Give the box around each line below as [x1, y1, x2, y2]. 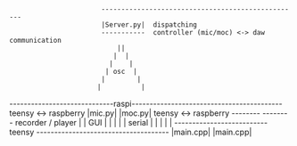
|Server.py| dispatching [101, 20, 198, 29]
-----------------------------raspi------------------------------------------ [9, 99, 283, 109]
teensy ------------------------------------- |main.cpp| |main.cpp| [9, 126, 252, 137]
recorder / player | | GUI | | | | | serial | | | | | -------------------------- [14, 118, 268, 127]
